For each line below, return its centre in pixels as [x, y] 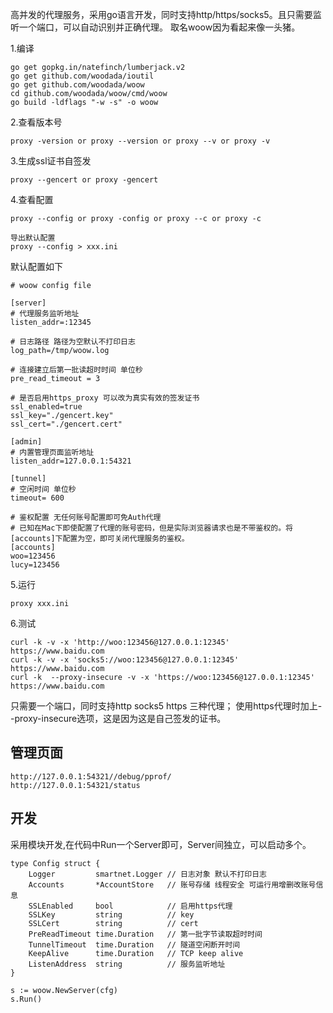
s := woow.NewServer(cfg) [64, 990]
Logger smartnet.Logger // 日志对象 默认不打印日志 [147, 874]
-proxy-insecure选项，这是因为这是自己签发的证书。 [118, 718]
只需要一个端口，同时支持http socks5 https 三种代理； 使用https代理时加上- [166, 706]
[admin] [26, 442]
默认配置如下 [36, 266]
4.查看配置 [32, 199]
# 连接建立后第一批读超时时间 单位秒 [76, 370]
